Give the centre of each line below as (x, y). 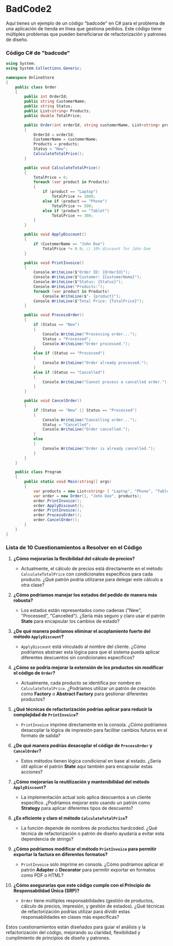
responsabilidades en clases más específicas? (70, 917)
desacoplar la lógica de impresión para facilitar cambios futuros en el (94, 730)
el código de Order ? (34, 673)
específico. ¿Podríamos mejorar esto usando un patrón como (85, 803)
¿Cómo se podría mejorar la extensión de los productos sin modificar (88, 667)
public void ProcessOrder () (54, 315)
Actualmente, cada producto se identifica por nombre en (81, 683)
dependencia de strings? (47, 839)
